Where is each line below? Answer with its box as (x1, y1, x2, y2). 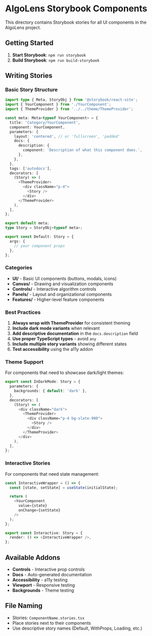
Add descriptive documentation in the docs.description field (12, 331, 138, 337)
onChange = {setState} (18, 508, 61, 513)
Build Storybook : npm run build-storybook (12, 57, 100, 63)
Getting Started (5, 39, 54, 47)
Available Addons (5, 553, 61, 561)
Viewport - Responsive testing (12, 582, 75, 588)
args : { (9, 239, 26, 244)
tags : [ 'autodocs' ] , (9, 166, 52, 171)
